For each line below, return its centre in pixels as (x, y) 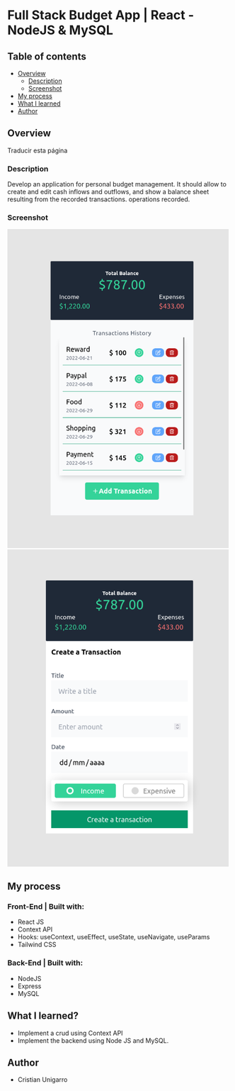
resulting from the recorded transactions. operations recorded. (99, 199)
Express (29, 986)
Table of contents (47, 56)
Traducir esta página (38, 150)
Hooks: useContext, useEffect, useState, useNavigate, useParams (114, 937)
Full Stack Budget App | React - (101, 15)
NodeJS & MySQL (60, 30)
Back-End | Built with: (45, 963)
